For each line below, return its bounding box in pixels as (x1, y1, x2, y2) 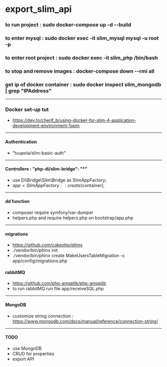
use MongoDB (12, 345, 42, 351)
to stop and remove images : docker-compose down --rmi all (5, 67, 155, 74)
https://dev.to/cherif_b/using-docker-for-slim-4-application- (12, 117, 137, 123)
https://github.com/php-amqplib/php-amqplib (12, 280, 106, 286)
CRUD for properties (12, 351, 55, 357)
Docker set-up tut (5, 106, 49, 113)
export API (12, 356, 34, 362)
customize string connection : (12, 313, 74, 319)
